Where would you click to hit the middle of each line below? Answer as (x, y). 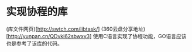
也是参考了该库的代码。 (34, 43)
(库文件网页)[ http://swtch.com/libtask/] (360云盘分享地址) (76, 29)
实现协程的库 (37, 12)
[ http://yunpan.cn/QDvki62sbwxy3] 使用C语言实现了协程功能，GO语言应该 (96, 36)
